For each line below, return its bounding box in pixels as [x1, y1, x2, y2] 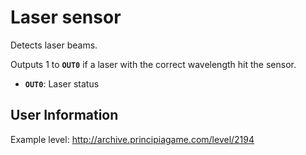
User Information [10, 107, 119, 124]
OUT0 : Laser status [24, 77, 100, 90]
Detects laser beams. [10, 39, 98, 51]
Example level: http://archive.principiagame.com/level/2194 [10, 133, 255, 145]
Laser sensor [10, 6, 122, 29]
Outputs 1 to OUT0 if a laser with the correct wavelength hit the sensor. [10, 58, 297, 70]
